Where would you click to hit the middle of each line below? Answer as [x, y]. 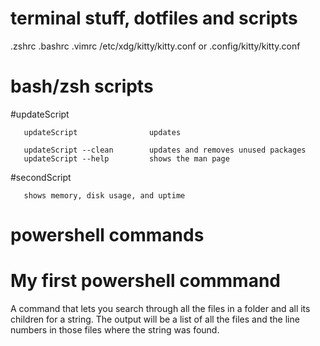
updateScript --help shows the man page [126, 158]
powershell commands [107, 235]
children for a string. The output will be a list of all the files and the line [155, 319]
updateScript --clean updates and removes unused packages [165, 150]
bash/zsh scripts [82, 86]
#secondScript [41, 177]
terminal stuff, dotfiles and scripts [154, 18]
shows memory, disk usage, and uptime [104, 195]
